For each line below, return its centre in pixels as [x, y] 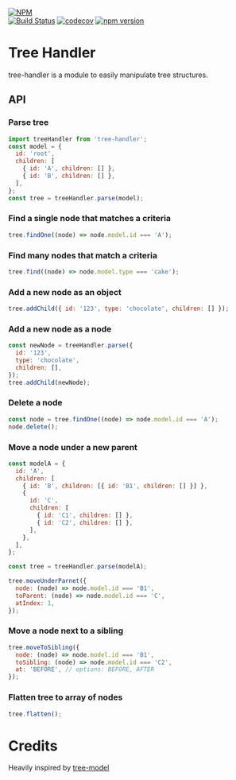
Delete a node [35, 403]
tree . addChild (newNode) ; [49, 382]
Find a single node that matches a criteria [89, 219]
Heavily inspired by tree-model [59, 768]
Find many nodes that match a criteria [83, 255]
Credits [33, 745]
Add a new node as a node [60, 328]
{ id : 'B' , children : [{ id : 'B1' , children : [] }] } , [115, 486]
